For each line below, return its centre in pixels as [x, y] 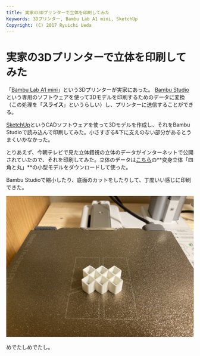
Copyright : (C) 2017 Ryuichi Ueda [49, 25]
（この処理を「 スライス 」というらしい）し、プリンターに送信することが [95, 105]
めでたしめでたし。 [30, 347]
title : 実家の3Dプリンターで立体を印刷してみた [58, 13]
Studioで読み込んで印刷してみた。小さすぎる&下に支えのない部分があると [96, 132]
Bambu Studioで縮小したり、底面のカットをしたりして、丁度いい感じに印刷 [99, 180]
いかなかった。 [35, 140]
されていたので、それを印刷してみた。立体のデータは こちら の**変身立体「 [97, 160]
